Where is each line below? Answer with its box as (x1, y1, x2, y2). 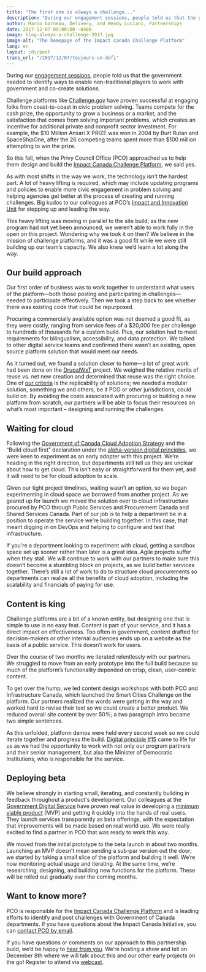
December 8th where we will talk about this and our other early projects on (6, 952, 196, 959)
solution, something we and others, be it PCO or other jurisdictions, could (6, 386, 192, 393)
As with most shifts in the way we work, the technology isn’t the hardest (6, 173, 188, 180)
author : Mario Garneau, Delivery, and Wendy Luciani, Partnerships (6, 20, 183, 26)
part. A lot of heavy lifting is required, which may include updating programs (6, 179, 199, 186)
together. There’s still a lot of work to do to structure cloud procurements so (6, 568, 197, 575)
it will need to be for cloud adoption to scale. (6, 472, 119, 480)
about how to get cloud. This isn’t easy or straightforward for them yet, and (6, 466, 196, 473)
